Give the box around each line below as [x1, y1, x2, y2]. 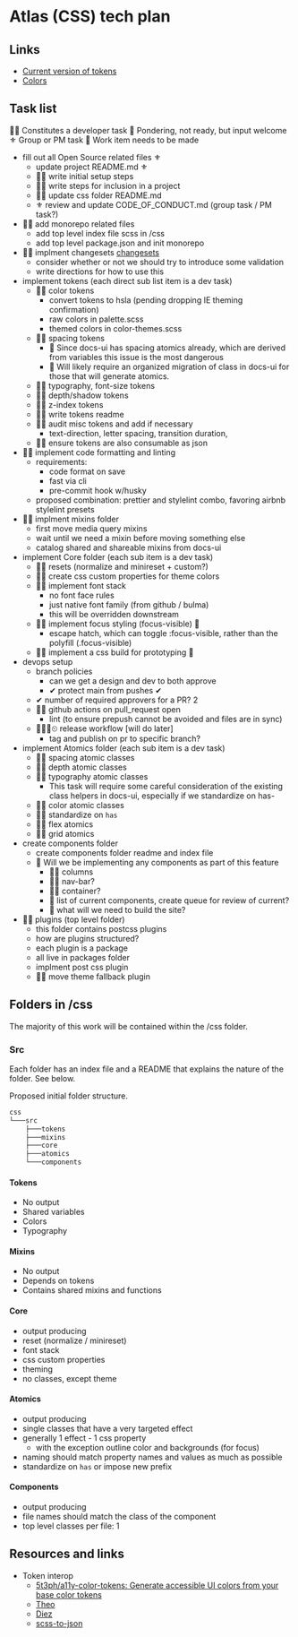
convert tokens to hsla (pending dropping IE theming [48, 294, 243, 306]
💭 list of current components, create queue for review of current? [48, 894, 290, 906]
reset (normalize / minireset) [21, 1335, 127, 1346]
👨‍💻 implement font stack [35, 580, 127, 590]
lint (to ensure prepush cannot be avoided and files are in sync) [48, 713, 283, 724]
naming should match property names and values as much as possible [21, 1452, 284, 1462]
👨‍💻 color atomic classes [35, 799, 125, 810]
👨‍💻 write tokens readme [35, 409, 124, 419]
